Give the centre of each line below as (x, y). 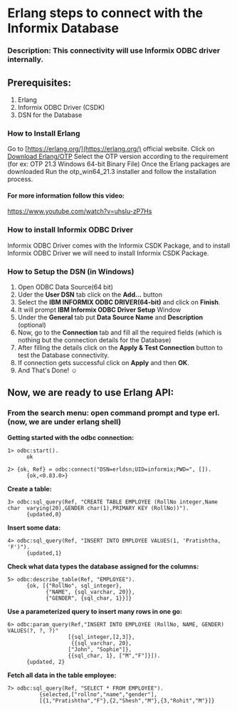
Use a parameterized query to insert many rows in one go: (95, 611)
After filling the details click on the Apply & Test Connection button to (120, 348)
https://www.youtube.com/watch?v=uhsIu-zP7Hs (80, 211)
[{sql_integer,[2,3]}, (101, 637)
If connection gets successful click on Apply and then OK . (104, 363)
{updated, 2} (46, 662)
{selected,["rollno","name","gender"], (98, 694)
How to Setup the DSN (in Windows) (71, 271)
